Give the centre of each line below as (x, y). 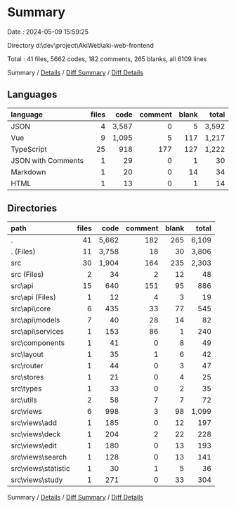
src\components (38, 343)
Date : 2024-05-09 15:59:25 (48, 32)
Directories (32, 208)
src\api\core (31, 308)
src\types (26, 389)
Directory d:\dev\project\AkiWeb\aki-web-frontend (81, 45)
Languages (32, 95)
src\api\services (38, 331)
